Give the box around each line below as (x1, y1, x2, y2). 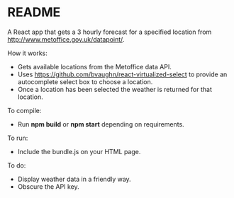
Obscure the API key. (17, 182, 79, 191)
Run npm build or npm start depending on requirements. (17, 120, 184, 128)
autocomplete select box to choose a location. (17, 77, 153, 86)
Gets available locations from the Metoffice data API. (17, 62, 172, 71)
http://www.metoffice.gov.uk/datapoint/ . (7, 35, 125, 43)
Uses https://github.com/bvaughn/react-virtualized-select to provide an (17, 70, 228, 78)
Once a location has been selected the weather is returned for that (17, 85, 213, 93)
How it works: (7, 49, 48, 57)
